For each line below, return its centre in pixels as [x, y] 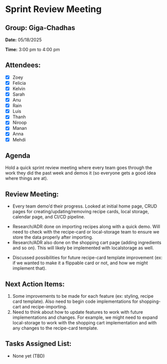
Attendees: [23, 65]
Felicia [19, 83]
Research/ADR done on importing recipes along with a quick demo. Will [86, 227]
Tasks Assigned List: [38, 344]
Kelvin [19, 88]
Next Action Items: [35, 284]
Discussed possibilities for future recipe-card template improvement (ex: [87, 258]
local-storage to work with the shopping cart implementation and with [85, 323]
